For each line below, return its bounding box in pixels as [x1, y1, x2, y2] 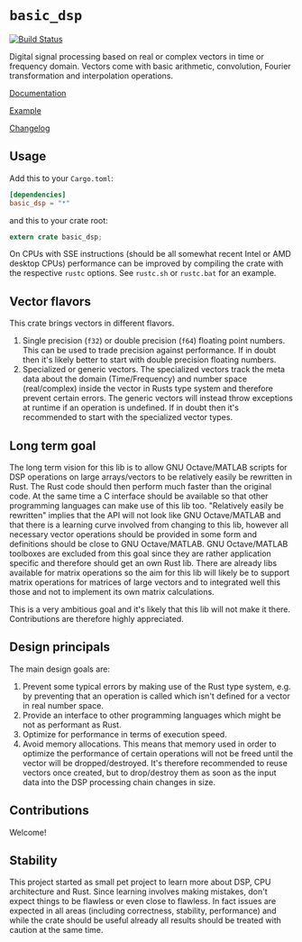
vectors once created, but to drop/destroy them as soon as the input [22, 767, 277, 778]
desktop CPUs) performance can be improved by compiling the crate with [9, 258, 284, 269]
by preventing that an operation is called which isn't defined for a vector [22, 690, 290, 701]
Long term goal [9, 438, 96, 453]
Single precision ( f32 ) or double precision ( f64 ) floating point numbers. [22, 335, 286, 346]
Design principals [9, 639, 111, 655]
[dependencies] [9, 190, 67, 199]
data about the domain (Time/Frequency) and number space [22, 373, 248, 385]
